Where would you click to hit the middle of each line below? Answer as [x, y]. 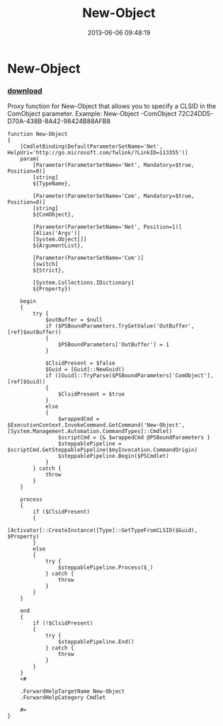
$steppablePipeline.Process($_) [105, 567]
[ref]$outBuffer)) [34, 333]
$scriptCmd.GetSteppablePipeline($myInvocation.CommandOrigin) [103, 450]
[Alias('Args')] [57, 234]
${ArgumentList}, [58, 246]
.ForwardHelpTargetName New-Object [73, 691]
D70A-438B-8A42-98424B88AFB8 [59, 121]
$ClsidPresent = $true [91, 394]
